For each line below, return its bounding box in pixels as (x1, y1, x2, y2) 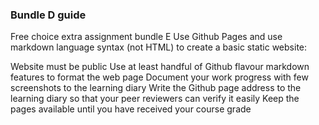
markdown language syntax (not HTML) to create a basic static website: (10, 41, 308, 53)
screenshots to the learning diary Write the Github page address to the (10, 82, 302, 94)
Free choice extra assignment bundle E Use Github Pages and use (10, 31, 283, 43)
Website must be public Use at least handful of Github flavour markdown (10, 61, 310, 73)
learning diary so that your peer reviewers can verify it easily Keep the (10, 93, 300, 105)
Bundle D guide (10, 8, 87, 22)
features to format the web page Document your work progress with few (10, 71, 309, 83)
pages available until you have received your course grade (10, 103, 252, 115)
